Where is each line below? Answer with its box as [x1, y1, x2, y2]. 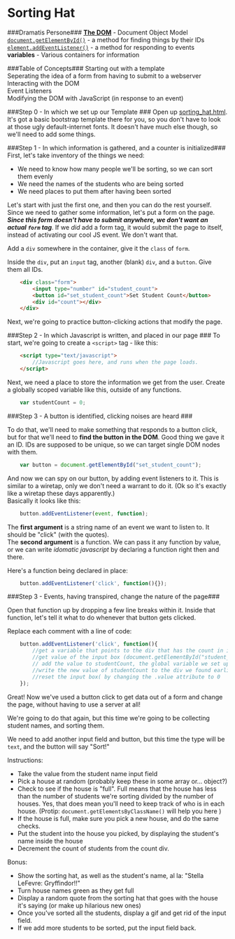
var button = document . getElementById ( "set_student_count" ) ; [20, 461, 201, 468]
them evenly [17, 172, 54, 180]
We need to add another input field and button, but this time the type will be [7, 735, 225, 743]
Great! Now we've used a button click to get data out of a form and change [7, 692, 223, 701]
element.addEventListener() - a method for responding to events [7, 43, 194, 51]
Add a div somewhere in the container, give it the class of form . [7, 244, 190, 252]
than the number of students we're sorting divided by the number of [17, 792, 214, 800]
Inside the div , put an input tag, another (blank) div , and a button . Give [7, 258, 212, 266]
